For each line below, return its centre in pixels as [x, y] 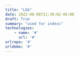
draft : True [17, 19]
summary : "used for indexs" [34, 24]
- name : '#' [26, 33]
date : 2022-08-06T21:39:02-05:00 [40, 14]
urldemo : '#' [19, 47]
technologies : [20, 28]
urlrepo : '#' [19, 42]
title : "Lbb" [19, 10]
